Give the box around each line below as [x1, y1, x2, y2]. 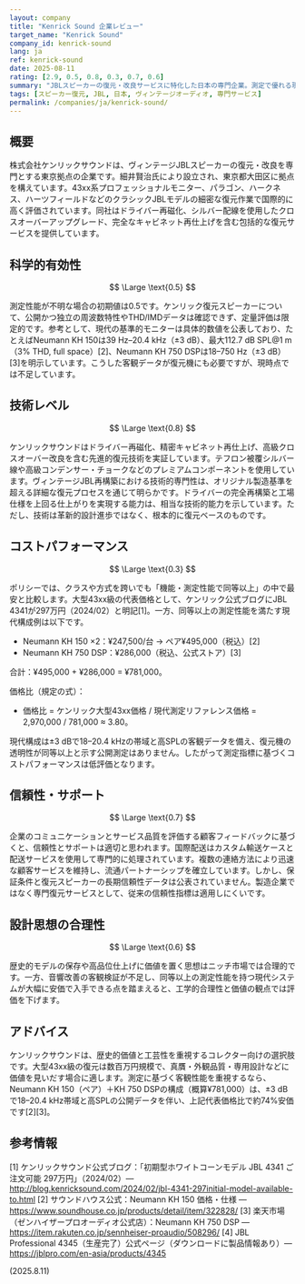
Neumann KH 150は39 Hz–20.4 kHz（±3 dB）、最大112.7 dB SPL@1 [33, 335, 283, 346]
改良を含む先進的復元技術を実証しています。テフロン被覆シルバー [48, 452, 295, 464]
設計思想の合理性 [9, 917, 105, 932]
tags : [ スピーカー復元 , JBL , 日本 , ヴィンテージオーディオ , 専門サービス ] [9, 89, 262, 98]
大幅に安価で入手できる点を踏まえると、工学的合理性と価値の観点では [25, 983, 288, 994]
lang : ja [9, 47, 43, 56]
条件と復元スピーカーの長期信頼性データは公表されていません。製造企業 [16, 877, 288, 888]
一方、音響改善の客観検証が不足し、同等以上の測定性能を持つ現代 [24, 972, 271, 983]
